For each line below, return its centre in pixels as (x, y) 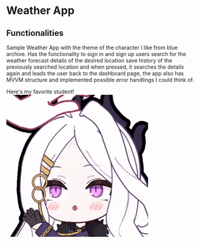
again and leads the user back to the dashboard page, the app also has (95, 73)
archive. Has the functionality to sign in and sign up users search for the (96, 54)
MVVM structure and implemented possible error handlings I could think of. (100, 80)
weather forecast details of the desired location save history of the (89, 60)
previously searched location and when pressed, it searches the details (95, 67)
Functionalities (35, 33)
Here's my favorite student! (40, 91)
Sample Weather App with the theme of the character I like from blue (92, 47)
